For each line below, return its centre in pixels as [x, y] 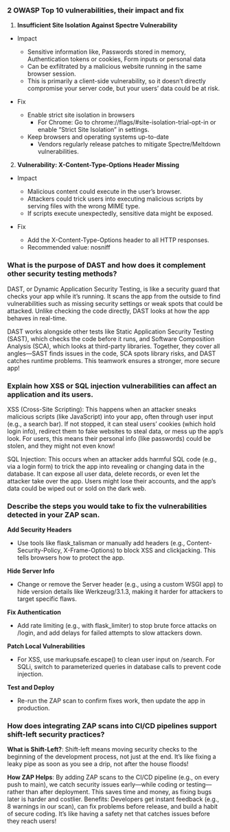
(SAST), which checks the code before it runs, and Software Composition [111, 338]
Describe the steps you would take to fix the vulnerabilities [107, 506]
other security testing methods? [62, 274]
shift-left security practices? [56, 734]
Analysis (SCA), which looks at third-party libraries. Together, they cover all [114, 346]
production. [33, 708]
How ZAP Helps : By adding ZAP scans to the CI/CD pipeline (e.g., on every [113, 777]
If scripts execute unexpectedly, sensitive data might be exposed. [120, 214]
